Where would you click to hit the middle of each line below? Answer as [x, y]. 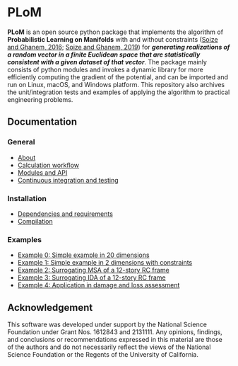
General [21, 142]
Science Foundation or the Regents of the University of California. [103, 355]
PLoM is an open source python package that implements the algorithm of [115, 32]
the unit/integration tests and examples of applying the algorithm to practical [119, 92]
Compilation [35, 221]
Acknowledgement [50, 308]
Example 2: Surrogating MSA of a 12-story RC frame [93, 270]
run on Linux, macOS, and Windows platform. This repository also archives [116, 84]
